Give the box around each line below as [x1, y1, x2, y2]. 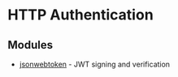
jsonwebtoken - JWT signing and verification [19, 59, 171, 69]
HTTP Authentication [7, 6, 154, 24]
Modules [7, 38, 54, 52]
